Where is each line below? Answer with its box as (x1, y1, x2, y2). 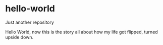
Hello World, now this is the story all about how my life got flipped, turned (5, 29, 158, 35)
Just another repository (5, 19, 55, 25)
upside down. (5, 34, 34, 40)
